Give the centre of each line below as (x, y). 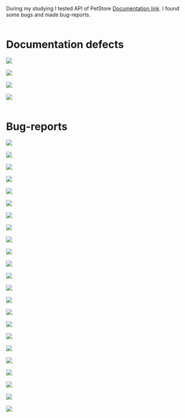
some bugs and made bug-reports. (48, 15)
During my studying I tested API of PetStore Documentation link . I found (93, 9)
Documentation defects (65, 45)
